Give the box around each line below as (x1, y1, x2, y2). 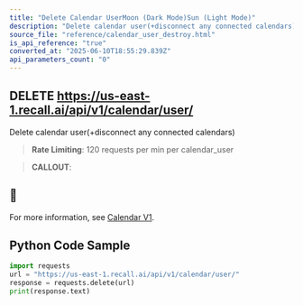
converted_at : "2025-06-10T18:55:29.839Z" (9, 47, 171, 56)
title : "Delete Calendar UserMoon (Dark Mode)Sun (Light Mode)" (9, 13, 256, 23)
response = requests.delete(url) (9, 279, 135, 288)
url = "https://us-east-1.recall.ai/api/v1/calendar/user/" (9, 270, 241, 280)
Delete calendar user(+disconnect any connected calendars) (9, 126, 236, 137)
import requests (9, 262, 70, 271)
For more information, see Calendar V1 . (9, 211, 155, 222)
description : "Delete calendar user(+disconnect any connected (9, 22, 252, 31)
